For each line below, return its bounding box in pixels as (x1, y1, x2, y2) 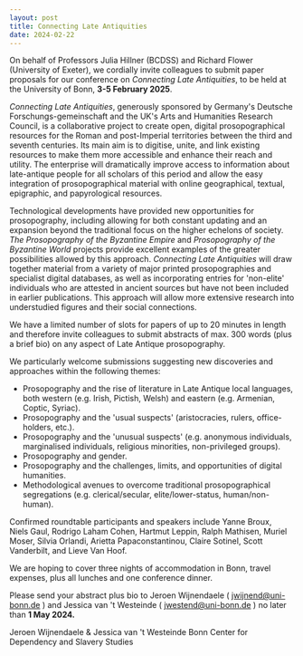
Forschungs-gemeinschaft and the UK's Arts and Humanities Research (9, 111, 273, 122)
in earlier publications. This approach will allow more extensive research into (9, 292, 295, 304)
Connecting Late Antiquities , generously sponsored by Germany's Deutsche (9, 101, 293, 112)
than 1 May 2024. (9, 609, 75, 621)
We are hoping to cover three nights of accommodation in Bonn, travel (9, 563, 271, 574)
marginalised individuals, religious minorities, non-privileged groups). (22, 441, 281, 452)
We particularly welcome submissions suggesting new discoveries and (9, 356, 274, 367)
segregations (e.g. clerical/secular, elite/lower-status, (22, 489, 222, 500)
